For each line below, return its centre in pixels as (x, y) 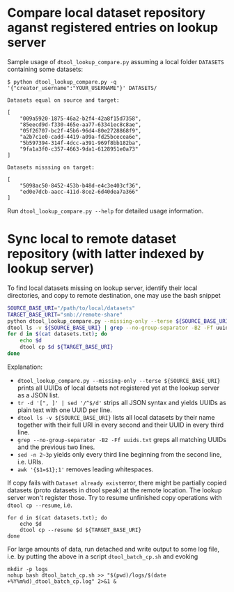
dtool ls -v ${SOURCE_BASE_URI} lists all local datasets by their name (116, 417)
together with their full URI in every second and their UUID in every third (120, 425)
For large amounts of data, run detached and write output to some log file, (113, 549)
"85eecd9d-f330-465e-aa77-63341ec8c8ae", (80, 124)
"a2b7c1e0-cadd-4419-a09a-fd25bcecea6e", (80, 137)
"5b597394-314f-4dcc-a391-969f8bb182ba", (80, 143)
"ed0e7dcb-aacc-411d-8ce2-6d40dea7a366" (79, 192)
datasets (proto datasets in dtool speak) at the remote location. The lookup (115, 490)
